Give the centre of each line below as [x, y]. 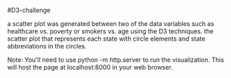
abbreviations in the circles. [47, 46]
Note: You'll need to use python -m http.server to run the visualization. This [116, 60]
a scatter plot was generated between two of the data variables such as [111, 24]
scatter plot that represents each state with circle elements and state [106, 39]
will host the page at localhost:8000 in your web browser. [90, 67]
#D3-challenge [29, 10]
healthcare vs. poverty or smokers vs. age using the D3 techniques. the [110, 31]
